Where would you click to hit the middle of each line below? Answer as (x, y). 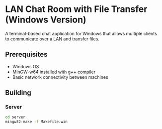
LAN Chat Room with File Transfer (76, 9)
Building (18, 93)
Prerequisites (26, 55)
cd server (15, 117)
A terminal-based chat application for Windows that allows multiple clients (81, 33)
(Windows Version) (46, 20)
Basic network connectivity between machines (60, 77)
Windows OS (26, 66)
